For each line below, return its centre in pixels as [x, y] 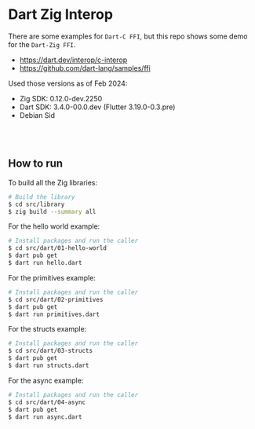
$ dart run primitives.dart [54, 314]
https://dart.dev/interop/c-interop [73, 60]
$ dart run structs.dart [49, 365]
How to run [36, 164]
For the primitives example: [52, 277]
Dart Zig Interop [61, 15]
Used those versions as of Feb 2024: [68, 83]
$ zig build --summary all [52, 211]
